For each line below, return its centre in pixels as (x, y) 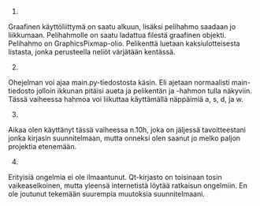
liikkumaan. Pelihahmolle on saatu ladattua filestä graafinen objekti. (117, 35)
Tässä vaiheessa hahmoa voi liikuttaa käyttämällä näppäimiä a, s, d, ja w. (126, 99)
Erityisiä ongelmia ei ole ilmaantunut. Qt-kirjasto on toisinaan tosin (115, 177)
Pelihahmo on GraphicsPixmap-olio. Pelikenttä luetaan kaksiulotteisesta (124, 43)
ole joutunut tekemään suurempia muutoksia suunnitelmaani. (106, 194)
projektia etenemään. (43, 146)
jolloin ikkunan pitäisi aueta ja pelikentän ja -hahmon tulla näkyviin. (144, 91)
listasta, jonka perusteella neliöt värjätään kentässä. (92, 52)
